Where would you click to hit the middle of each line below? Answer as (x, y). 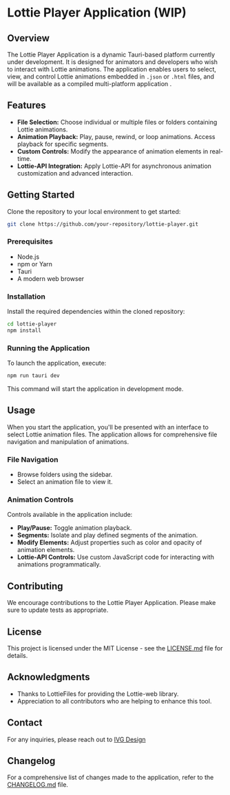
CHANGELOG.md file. (38, 785)
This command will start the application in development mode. (95, 389)
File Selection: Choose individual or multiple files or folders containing (117, 122)
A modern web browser (51, 278)
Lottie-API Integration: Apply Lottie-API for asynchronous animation (114, 166)
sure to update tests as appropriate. (58, 610)
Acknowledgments (49, 677)
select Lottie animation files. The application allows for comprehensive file (112, 434)
